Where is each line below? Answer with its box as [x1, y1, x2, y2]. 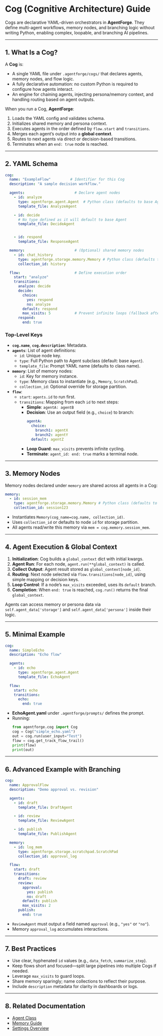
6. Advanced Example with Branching [5, 765, 121, 773]
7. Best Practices [5, 945, 57, 953]
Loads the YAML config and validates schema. [12, 115, 105, 121]
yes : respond [26, 297, 53, 302]
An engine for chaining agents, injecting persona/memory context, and [12, 91, 154, 97]
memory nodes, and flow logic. [12, 76, 74, 82]
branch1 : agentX [35, 428, 68, 433]
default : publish [22, 899, 57, 903]
